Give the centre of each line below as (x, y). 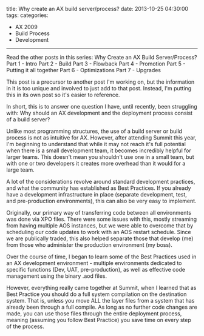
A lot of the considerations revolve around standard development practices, (101, 182)
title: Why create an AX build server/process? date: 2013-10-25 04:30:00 (97, 9)
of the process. (25, 326)
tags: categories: (27, 15)
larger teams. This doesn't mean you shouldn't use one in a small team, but (100, 157)
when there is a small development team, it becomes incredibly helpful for (99, 150)
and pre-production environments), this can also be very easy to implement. (101, 201)
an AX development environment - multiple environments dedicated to (94, 263)
